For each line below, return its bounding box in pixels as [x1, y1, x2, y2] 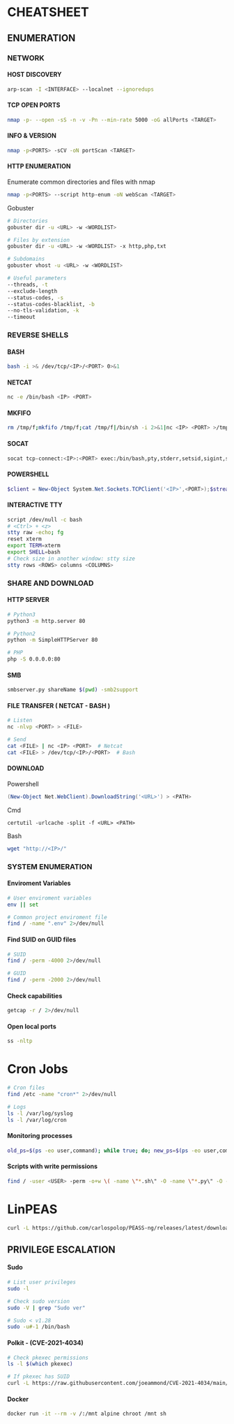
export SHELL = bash [7, 549, 61, 556]
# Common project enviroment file [7, 914, 108, 921]
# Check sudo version [7, 1297, 70, 1304]
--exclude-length [7, 287, 58, 294]
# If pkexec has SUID [7, 1373, 70, 1381]
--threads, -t [7, 281, 49, 288]
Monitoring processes [7, 1132, 73, 1140]
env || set [7, 901, 39, 908]
